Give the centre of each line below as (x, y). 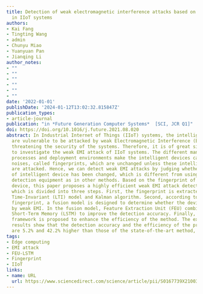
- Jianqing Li (24, 57)
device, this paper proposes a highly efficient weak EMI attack (96, 186)
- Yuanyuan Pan (25, 51)
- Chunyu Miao (24, 46)
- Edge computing (28, 242)
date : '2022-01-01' (31, 101)
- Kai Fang (20, 29)
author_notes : (24, 62)
